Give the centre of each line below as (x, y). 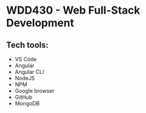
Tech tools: (27, 45)
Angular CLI (29, 72)
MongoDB (27, 103)
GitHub (24, 97)
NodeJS (25, 78)
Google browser (35, 91)
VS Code (26, 59)
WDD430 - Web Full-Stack (73, 10)
